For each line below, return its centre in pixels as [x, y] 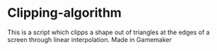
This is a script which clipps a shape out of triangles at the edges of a [108, 32]
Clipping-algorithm [65, 13]
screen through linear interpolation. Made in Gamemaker [89, 39]
